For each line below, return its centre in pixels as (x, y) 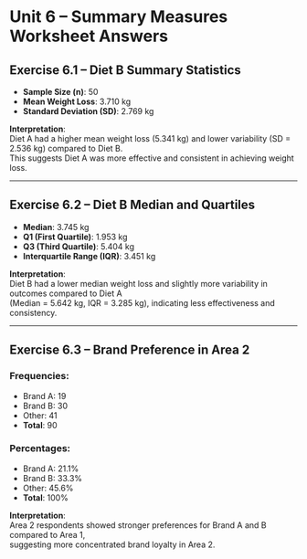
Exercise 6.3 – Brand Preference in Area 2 (130, 350)
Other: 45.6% (48, 488)
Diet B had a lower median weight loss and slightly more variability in (138, 283)
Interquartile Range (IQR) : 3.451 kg (89, 256)
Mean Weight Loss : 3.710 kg (77, 101)
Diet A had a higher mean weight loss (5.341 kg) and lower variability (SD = (150, 138)
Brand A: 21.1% (51, 469)
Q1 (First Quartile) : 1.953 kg (75, 237)
